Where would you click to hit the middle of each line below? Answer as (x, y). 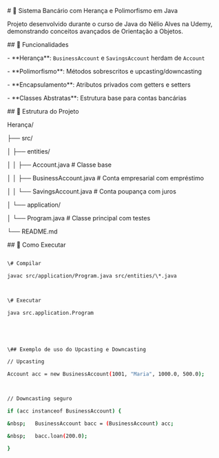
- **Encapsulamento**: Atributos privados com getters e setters (99, 85)
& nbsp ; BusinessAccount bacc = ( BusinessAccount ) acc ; (91, 424)
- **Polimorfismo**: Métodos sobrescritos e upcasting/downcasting (104, 71)
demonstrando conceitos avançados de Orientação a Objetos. (95, 31)
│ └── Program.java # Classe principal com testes (79, 218)
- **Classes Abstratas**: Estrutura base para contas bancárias (97, 98)
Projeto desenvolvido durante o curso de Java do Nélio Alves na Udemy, (110, 24)
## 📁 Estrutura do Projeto (43, 111)
